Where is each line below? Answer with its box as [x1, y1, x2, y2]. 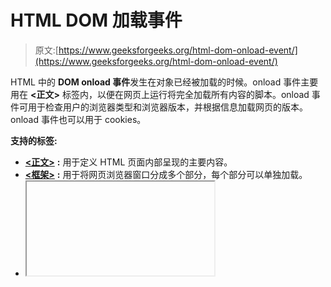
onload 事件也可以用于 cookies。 [10, 113, 147, 125]
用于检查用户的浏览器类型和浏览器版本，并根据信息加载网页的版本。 [27, 101, 308, 113]
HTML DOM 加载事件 [10, 9, 183, 32]
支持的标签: [10, 134, 58, 146]
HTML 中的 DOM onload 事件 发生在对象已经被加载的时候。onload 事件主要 [10, 76, 319, 88]
